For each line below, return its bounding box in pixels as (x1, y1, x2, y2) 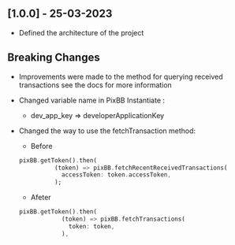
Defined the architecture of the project (18, 28, 144, 37)
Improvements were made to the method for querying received (18, 72, 224, 81)
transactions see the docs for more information (18, 80, 173, 90)
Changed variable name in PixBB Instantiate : (18, 95, 166, 105)
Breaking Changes (7, 51, 100, 65)
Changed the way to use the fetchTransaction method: (18, 126, 196, 135)
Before (30, 141, 53, 150)
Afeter (30, 193, 52, 202)
